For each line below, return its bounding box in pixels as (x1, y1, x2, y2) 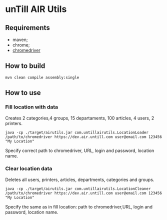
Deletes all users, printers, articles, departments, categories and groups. (5, 176, 154, 182)
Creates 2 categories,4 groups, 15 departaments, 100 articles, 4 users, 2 (5, 115, 154, 121)
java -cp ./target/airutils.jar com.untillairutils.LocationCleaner (5, 186, 151, 191)
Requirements (5, 23, 50, 32)
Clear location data (5, 165, 52, 172)
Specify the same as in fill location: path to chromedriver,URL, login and (5, 203, 152, 209)
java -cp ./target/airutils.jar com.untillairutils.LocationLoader (5, 130, 149, 135)
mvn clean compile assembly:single (5, 75, 79, 80)
